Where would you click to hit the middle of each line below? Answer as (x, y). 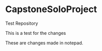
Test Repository (22, 23)
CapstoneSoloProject (51, 9)
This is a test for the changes (36, 33)
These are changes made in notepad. (44, 43)
